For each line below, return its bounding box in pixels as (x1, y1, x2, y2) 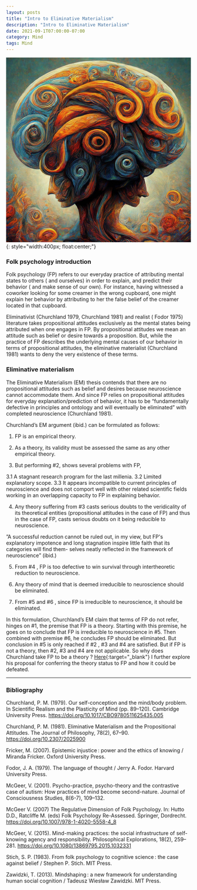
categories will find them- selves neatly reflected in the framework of (6, 545, 174, 552)
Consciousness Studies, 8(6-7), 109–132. (6, 794, 105, 801)
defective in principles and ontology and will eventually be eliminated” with (6, 403, 186, 410)
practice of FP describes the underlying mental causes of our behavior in (6, 338, 183, 345)
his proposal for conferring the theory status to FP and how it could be (6, 660, 176, 667)
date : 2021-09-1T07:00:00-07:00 (6, 28, 85, 34)
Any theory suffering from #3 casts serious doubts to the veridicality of (14, 503, 186, 510)
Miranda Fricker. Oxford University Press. (6, 753, 106, 760)
